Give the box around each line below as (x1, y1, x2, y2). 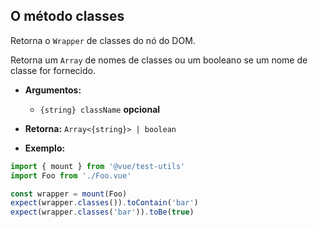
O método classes (10, 8, 125, 25)
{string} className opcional (39, 103, 161, 115)
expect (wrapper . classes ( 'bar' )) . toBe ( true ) (10, 207, 195, 218)
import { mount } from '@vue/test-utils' (10, 161, 186, 171)
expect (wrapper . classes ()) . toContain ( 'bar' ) (10, 198, 199, 208)
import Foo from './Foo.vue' (10, 170, 132, 181)
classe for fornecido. (10, 64, 96, 76)
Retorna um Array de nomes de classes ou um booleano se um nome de (10, 54, 308, 66)
